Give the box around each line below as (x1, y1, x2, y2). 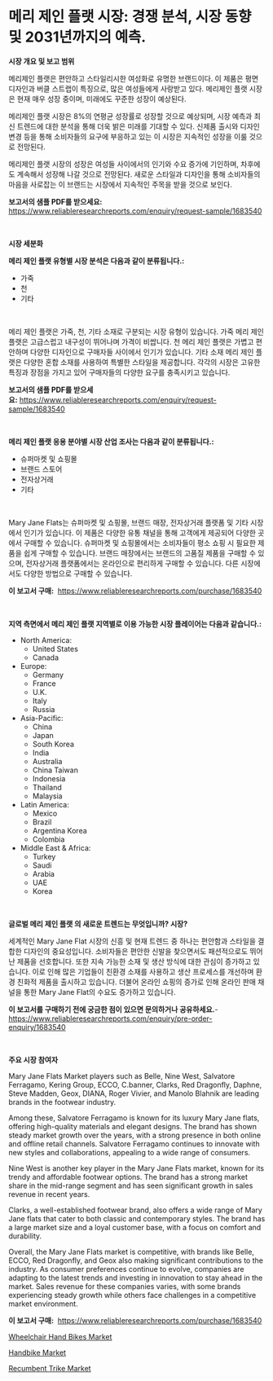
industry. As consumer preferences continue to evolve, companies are (8, 1264, 244, 1273)
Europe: (20, 661, 47, 671)
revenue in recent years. (8, 1189, 90, 1198)
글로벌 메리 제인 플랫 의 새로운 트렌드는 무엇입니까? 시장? (8, 918, 188, 929)
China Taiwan (32, 765, 79, 775)
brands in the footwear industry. (8, 1097, 117, 1106)
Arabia (32, 869, 55, 878)
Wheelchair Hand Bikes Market (8, 1331, 112, 1341)
